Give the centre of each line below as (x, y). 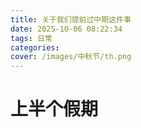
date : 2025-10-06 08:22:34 (66, 29)
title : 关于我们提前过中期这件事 (71, 19)
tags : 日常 (31, 38)
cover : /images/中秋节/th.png (71, 57)
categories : (35, 47)
